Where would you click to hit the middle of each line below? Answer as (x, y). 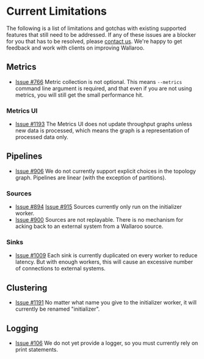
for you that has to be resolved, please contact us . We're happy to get (94, 41)
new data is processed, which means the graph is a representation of (102, 130)
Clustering (27, 288)
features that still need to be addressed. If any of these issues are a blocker (101, 34)
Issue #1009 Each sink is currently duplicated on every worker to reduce (106, 255)
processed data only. (42, 137)
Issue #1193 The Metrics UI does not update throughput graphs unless (104, 124)
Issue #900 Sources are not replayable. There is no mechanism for (99, 220)
